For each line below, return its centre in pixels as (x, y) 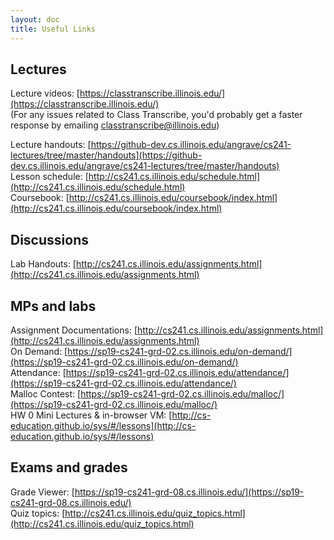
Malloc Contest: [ (46, 393)
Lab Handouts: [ (43, 264)
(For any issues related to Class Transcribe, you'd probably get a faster (156, 115)
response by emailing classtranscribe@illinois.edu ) (115, 125)
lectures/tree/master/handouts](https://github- (106, 155)
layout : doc (35, 19)
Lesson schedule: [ (49, 177)
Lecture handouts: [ (51, 145)
